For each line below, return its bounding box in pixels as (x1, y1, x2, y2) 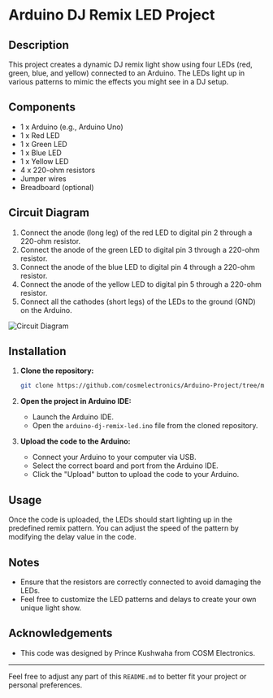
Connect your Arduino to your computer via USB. (32, 453, 197, 462)
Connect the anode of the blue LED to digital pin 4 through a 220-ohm (19, 262, 256, 271)
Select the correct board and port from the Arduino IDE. (32, 461, 219, 470)
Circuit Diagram (8, 206, 89, 220)
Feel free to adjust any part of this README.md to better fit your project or (8, 671, 247, 681)
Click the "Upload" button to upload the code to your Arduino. (32, 470, 240, 479)
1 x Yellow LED (19, 156, 69, 166)
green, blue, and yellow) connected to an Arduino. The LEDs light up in (8, 68, 245, 78)
